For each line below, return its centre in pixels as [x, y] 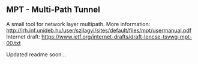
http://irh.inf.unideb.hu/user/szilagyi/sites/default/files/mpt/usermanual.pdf [99, 30]
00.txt [13, 43]
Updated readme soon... [36, 54]
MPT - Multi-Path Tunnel [53, 10]
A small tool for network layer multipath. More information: [78, 24]
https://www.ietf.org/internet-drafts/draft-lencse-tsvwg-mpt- [117, 36]
